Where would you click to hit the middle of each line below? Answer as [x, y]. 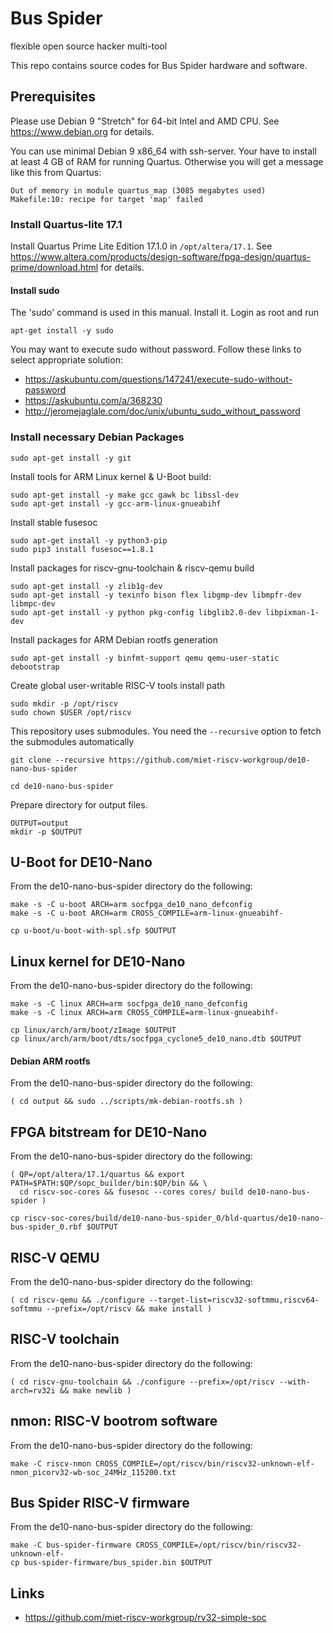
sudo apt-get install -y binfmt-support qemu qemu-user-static [145, 658]
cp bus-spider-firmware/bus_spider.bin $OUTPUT [111, 1563]
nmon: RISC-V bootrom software [114, 1421]
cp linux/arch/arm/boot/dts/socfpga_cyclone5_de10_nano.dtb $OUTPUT [156, 1039]
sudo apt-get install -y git [71, 458]
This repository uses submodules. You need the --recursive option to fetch [166, 731]
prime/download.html [54, 268]
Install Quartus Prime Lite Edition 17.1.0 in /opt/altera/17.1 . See [141, 246]
